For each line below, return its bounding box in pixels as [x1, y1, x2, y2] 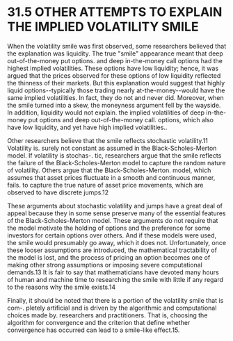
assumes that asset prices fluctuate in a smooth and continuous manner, [7, 173, 216, 181]
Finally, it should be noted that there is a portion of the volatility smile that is [7, 296, 224, 304]
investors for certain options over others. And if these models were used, [7, 231, 217, 240]
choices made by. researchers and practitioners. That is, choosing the [7, 310, 208, 319]
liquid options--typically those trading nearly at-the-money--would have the [7, 86, 225, 94]
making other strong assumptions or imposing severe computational [7, 260, 203, 269]
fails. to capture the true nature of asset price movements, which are [7, 181, 204, 189]
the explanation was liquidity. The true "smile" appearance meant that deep [7, 49, 224, 58]
